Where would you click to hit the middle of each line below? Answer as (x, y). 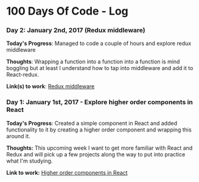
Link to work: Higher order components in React (67, 172)
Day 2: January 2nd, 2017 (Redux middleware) (76, 30)
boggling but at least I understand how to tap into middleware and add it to (100, 68)
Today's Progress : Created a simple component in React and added (92, 123)
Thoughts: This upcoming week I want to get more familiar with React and (100, 148)
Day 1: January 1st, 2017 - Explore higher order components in (100, 102)
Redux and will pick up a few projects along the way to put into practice (96, 154)
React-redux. (23, 75)
